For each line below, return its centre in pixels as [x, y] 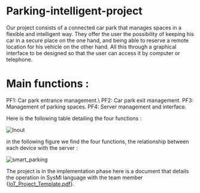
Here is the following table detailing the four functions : [74, 118]
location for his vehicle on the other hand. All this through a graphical [91, 47]
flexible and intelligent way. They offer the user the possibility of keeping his [100, 34]
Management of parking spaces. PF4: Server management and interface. [96, 107]
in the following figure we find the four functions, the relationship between [98, 141]
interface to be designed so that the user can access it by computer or [93, 53]
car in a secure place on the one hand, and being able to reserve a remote [98, 40]
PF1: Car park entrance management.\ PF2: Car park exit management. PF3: [100, 100]
